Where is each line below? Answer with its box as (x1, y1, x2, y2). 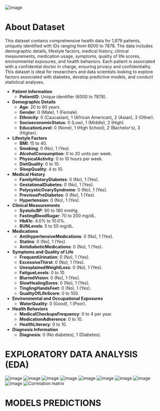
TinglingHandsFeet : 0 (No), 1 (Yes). (19, 285, 91, 291)
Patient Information (12, 88, 53, 94)
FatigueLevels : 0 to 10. (19, 269, 66, 275)
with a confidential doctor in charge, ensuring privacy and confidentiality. (5, 63, 152, 69)
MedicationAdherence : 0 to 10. (19, 316, 83, 322)
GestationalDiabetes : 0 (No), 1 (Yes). (19, 182, 94, 187)
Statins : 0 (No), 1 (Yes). (19, 239, 67, 244)
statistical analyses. (5, 79, 45, 85)
